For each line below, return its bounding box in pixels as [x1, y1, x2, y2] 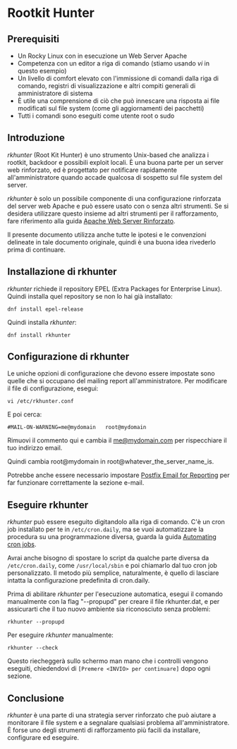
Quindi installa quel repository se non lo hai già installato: [7, 292, 173, 300]
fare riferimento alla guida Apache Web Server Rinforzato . [7, 216, 176, 225]
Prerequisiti [7, 33, 60, 45]
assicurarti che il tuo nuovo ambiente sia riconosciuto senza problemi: [7, 605, 211, 614]
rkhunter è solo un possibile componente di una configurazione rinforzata [7, 194, 221, 202]
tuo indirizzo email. [7, 444, 63, 452]
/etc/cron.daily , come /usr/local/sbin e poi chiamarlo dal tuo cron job [7, 562, 217, 570]
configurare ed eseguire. [7, 733, 80, 742]
